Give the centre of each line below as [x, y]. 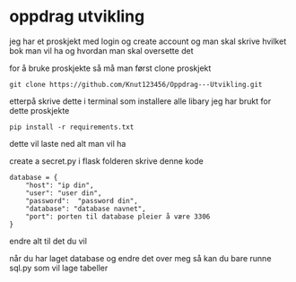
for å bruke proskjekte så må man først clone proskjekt [110, 68]
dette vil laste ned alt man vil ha [68, 143]
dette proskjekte [39, 110]
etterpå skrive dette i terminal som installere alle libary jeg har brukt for [140, 101]
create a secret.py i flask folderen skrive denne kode [106, 161]
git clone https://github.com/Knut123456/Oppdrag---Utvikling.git [136, 84]
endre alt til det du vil [48, 241]
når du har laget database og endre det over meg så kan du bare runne [140, 258]
